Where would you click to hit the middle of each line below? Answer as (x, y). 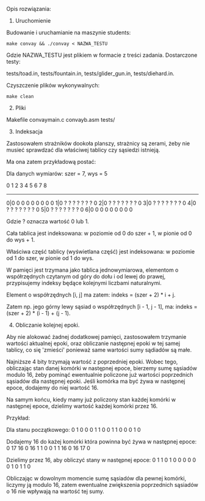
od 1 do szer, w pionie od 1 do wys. (50, 258)
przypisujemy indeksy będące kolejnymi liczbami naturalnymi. (84, 283)
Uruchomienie (33, 20)
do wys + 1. (21, 240)
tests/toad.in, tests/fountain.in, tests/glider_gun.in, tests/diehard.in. (91, 73)
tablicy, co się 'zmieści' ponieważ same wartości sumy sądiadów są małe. (99, 350)
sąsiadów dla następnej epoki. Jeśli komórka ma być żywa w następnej (96, 381)
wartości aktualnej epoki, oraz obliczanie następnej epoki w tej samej (93, 343)
